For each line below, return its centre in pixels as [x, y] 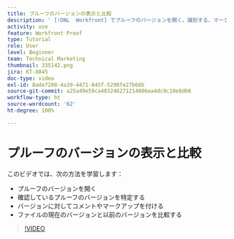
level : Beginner [31, 53]
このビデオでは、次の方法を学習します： [65, 174]
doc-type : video [31, 78]
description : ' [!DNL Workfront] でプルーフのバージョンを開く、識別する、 [110, 20]
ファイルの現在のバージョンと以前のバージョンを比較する [100, 214]
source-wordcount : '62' [42, 104]
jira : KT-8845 [28, 72]
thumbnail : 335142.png [40, 65]
